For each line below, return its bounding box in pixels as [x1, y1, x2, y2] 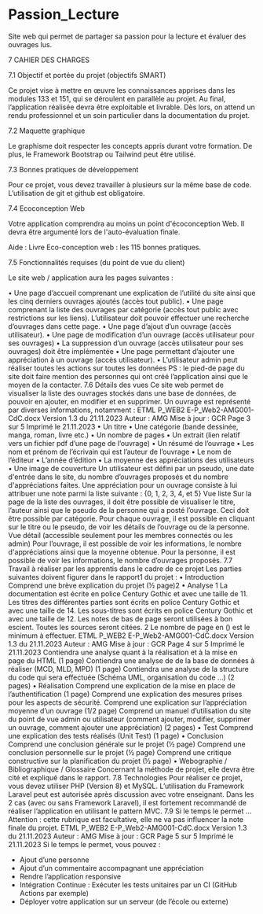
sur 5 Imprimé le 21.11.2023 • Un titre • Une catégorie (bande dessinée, [8, 422, 239, 431]
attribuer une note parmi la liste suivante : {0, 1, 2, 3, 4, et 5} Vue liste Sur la [8, 488, 252, 498]
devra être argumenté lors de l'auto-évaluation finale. [8, 227, 181, 237]
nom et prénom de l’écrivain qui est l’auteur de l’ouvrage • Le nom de [8, 447, 232, 456]
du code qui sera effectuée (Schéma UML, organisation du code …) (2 [8, 673, 236, 682]
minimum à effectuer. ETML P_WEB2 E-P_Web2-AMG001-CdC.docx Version [8, 631, 254, 640]
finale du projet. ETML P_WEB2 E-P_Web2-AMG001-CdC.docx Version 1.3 [8, 823, 247, 832]
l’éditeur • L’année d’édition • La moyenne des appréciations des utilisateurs [8, 455, 254, 465]
